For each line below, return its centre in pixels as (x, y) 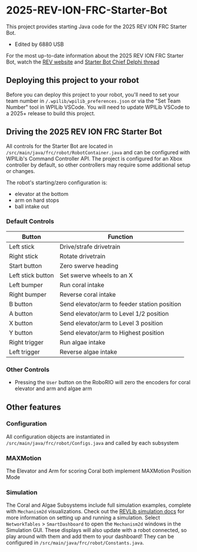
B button (21, 304)
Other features (34, 407)
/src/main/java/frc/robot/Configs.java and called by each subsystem (93, 443)
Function (121, 237)
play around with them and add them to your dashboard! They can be (90, 537)
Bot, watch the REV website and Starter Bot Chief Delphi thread (83, 62)
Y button (21, 332)
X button (21, 323)
